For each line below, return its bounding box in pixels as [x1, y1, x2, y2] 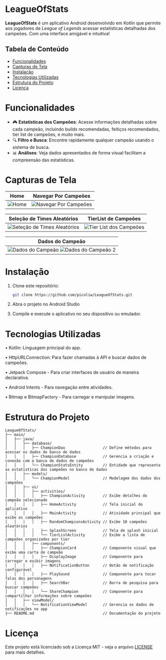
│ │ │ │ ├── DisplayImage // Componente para [5, 554, 143, 559]
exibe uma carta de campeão [5, 550, 63, 555]
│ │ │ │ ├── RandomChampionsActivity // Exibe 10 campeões [5, 520, 148, 525]
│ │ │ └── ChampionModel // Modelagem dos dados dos [5, 476, 161, 481]
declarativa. [5, 375, 29, 381]
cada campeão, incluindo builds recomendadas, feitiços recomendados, [12, 126, 160, 132]
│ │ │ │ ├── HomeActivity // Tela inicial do [5, 502, 143, 507]
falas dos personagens [5, 576, 52, 581]
